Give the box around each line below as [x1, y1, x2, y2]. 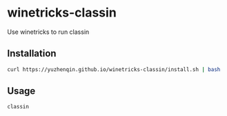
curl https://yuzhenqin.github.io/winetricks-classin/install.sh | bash [7, 66, 221, 73]
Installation [7, 48, 57, 59]
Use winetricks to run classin [7, 28, 90, 36]
